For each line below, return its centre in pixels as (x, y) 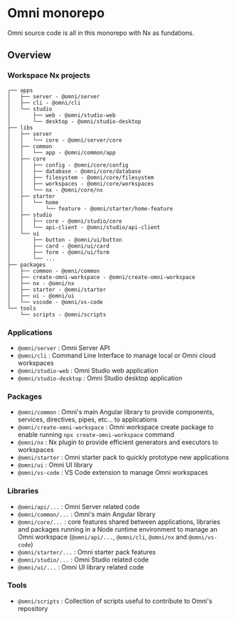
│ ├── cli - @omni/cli (44, 103)
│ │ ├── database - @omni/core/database (74, 171)
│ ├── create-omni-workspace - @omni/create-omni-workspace (101, 277)
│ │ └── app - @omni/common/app (61, 152)
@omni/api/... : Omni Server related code (79, 506)
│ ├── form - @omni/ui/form (59, 252)
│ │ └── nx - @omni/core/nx (55, 190)
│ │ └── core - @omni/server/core (65, 140)
